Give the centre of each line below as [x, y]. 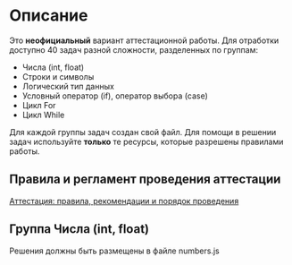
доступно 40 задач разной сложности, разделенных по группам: [134, 49]
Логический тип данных [68, 86]
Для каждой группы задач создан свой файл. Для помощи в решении [143, 132]
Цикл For [39, 105]
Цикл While [43, 115]
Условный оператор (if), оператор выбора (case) [115, 96]
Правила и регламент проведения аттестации [145, 180]
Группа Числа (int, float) [79, 229]
